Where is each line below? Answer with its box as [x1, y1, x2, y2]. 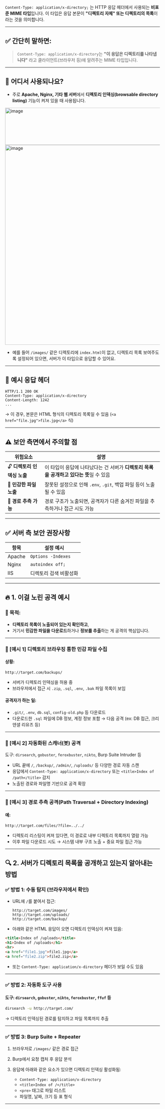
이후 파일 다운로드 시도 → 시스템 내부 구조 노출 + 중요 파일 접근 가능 [12, 838, 142, 844]
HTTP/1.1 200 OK [5, 389, 38, 394]
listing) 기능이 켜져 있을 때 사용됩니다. [12, 97, 86, 103]
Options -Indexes [30, 554, 71, 559]
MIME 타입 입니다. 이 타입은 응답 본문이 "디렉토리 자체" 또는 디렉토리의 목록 [10, 10, 154, 16]
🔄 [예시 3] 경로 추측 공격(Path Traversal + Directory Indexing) [5, 799, 149, 806]
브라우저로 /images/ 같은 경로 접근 [12, 1046, 79, 1052]
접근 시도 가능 [63, 505, 94, 512]
